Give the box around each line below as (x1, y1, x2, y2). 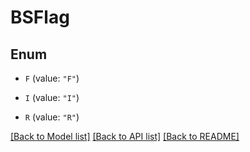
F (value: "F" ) (24, 72, 80, 84)
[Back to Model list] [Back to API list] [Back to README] (10, 131, 240, 142)
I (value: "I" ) (24, 92, 80, 103)
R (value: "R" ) (24, 111, 80, 123)
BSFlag (10, 6, 70, 29)
